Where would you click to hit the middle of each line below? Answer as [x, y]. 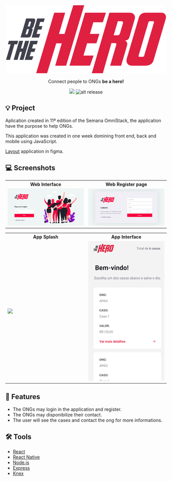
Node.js [21, 463]
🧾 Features [23, 397]
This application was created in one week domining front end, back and [81, 136]
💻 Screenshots [30, 168]
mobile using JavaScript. [31, 141]
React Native [26, 457]
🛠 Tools [18, 437]
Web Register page [126, 185]
